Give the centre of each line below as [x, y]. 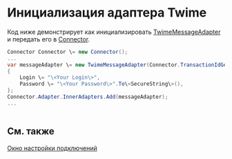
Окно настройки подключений [52, 148]
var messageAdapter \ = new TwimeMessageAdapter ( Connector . [94, 65]
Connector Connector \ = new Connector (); [68, 52]
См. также [31, 132]
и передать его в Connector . [49, 39]
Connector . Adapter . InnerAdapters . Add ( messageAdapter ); [88, 97]
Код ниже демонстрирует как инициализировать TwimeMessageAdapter [114, 32]
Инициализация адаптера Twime [107, 13]
